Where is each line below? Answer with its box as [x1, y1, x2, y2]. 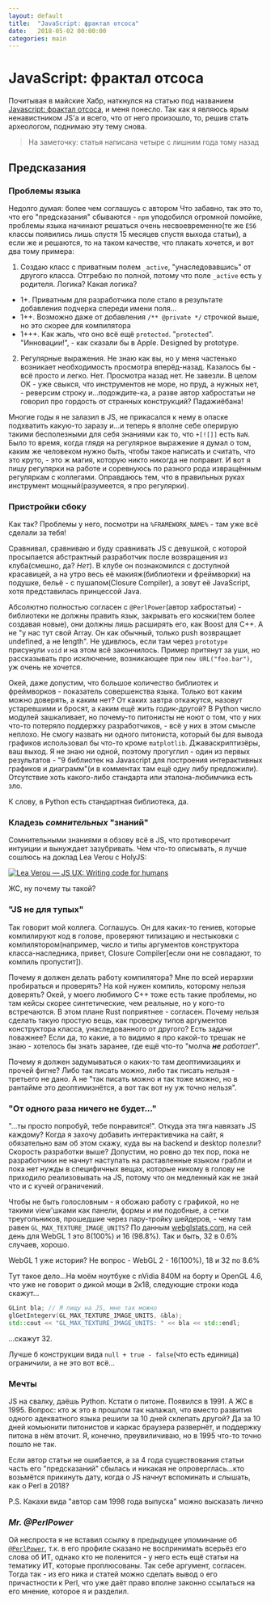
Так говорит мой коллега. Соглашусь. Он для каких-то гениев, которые [8, 922, 256, 932]
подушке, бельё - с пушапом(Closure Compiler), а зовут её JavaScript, [8, 578, 251, 588]
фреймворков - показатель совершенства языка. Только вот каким [8, 686, 243, 696]
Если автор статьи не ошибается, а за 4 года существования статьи [8, 1454, 244, 1464]
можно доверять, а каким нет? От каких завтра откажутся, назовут [8, 695, 243, 705]
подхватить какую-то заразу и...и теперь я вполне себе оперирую [8, 420, 239, 430]
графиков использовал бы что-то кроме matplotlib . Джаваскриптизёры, [8, 738, 260, 748]
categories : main [8, 34, 67, 43]
